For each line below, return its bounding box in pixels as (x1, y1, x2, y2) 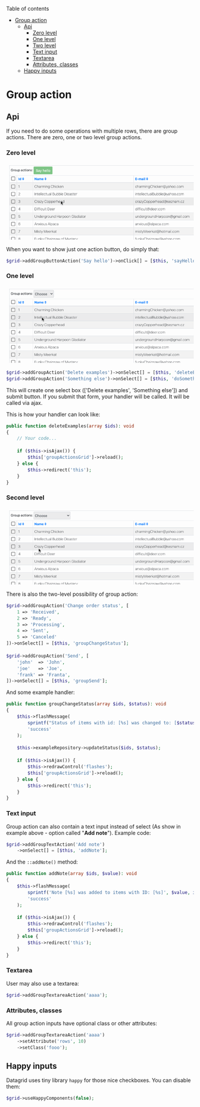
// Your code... (17, 436, 58, 442)
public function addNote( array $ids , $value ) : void (6, 871, 137, 877)
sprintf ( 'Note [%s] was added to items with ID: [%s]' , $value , (27, 889, 190, 895)
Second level (6, 493, 45, 502)
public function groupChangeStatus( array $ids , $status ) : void (6, 701, 167, 707)
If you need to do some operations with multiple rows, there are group (6, 127, 178, 135)
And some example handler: (6, 689, 76, 696)
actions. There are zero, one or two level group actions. (6, 134, 142, 140)
